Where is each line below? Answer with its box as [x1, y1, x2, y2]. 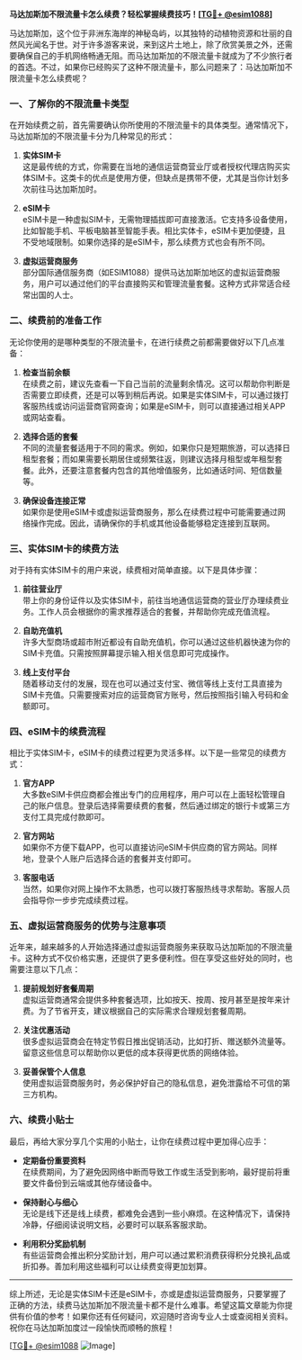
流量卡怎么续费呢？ [16, 73, 88, 84]
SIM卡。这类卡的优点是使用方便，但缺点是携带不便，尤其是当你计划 [30, 173, 281, 184]
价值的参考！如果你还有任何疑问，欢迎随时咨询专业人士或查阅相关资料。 [24, 1310, 293, 1321]
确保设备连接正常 [22, 495, 86, 506]
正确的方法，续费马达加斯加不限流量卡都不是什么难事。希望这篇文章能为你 [9, 1300, 285, 1310]
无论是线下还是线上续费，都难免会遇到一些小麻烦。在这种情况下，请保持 [22, 1208, 290, 1219]
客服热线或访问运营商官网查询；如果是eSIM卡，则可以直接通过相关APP [22, 401, 286, 411]
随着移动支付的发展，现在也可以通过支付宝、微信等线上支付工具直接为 [22, 678, 283, 689]
